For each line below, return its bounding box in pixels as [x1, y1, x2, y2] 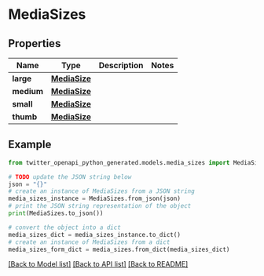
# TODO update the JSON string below [8, 172, 132, 181]
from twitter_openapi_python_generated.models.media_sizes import [8, 158, 230, 166]
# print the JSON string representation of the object [8, 202, 192, 210]
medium [12, 86, 44, 96]
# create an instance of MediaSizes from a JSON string [8, 187, 195, 195]
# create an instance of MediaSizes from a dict [8, 238, 170, 246]
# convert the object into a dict [8, 223, 122, 231]
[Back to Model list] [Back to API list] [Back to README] [8, 260, 189, 269]
